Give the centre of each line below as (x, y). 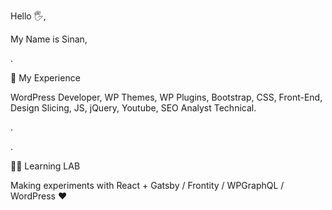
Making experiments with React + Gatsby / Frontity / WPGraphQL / (147, 185)
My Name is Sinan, (49, 39)
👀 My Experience (45, 78)
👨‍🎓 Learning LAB (45, 166)
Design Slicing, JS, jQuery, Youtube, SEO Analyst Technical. (133, 108)
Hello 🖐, (28, 16)
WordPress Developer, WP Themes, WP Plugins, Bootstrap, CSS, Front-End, (166, 97)
